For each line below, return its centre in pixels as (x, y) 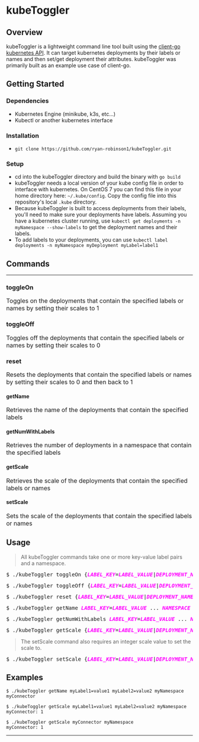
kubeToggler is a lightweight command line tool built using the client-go (93, 46)
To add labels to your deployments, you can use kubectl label (91, 240)
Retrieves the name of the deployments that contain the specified (97, 410)
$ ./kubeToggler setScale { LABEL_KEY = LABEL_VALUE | (81, 659)
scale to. (31, 648)
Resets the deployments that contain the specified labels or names (99, 375)
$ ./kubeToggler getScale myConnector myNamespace (70, 722)
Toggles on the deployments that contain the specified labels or (95, 301)
